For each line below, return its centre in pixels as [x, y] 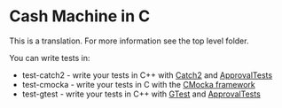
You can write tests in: [50, 58]
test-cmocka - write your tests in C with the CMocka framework [138, 84]
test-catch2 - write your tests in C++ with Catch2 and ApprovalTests [147, 75]
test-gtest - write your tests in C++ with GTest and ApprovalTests [141, 94]
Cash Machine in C [80, 16]
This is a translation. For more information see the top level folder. [129, 41]
